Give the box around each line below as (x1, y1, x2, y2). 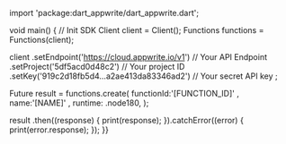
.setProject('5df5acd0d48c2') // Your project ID (9, 62, 185, 72)
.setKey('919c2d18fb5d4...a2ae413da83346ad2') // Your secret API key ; (9, 71, 278, 81)
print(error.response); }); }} (9, 124, 110, 135)
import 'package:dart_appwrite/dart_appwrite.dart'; (9, 8, 200, 18)
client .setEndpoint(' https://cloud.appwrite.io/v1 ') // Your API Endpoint (9, 52, 268, 62)
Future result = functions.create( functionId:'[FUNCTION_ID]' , (9, 89, 240, 98)
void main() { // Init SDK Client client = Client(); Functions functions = (9, 25, 264, 35)
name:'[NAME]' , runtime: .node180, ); (9, 97, 149, 108)
